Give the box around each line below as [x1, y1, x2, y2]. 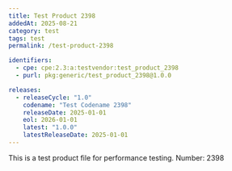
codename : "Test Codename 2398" [23, 101, 132, 109]
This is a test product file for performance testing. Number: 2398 [8, 152, 225, 162]
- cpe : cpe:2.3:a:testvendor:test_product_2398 [15, 64, 179, 73]
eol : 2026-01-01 [23, 116, 78, 124]
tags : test [8, 34, 45, 43]
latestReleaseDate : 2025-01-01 [23, 131, 129, 140]
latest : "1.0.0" [23, 123, 78, 131]
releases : [8, 85, 42, 94]
